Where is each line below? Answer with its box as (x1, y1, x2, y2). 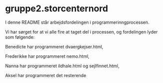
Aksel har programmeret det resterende (5, 72, 86, 78)
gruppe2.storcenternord (5, 3, 108, 14)
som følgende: (5, 34, 35, 40)
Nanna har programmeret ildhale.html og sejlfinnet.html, (5, 63, 120, 69)
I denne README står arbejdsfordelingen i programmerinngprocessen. (5, 19, 150, 25)
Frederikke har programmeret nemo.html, (5, 53, 89, 59)
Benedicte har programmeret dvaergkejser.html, (5, 43, 103, 49)
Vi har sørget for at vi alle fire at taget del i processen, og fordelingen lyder (5, 29, 158, 35)
